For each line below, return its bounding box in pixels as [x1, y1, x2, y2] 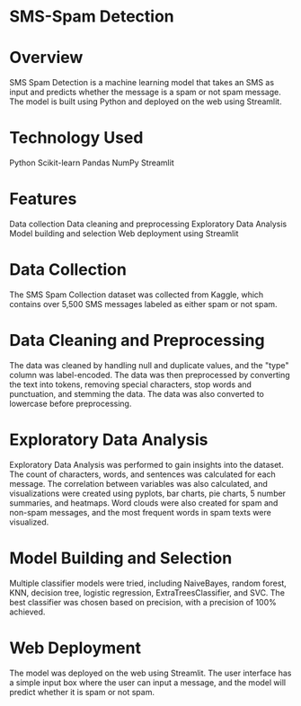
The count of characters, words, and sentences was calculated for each [9, 469, 276, 480]
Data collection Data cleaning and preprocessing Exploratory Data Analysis [9, 218, 288, 229]
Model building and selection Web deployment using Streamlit [9, 228, 239, 239]
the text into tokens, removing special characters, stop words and [9, 379, 252, 390]
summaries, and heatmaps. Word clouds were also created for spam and [9, 497, 279, 508]
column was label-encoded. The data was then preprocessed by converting [9, 369, 290, 380]
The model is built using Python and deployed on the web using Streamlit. [9, 96, 282, 107]
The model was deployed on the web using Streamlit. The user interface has [9, 667, 292, 678]
